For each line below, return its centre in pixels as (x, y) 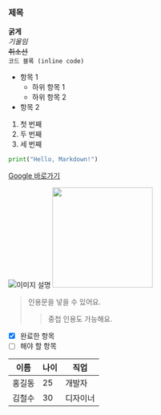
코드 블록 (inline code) (46, 62)
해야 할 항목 (38, 346)
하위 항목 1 (48, 87)
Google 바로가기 (34, 176)
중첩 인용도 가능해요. (80, 319)
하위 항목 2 (49, 97)
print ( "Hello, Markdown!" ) (53, 159)
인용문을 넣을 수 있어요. (64, 302)
